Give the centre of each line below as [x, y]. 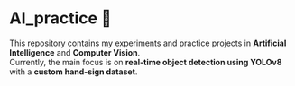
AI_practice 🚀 [60, 18]
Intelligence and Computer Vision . [75, 52]
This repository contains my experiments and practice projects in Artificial [148, 43]
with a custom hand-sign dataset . [74, 72]
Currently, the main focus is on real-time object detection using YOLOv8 [146, 62]
